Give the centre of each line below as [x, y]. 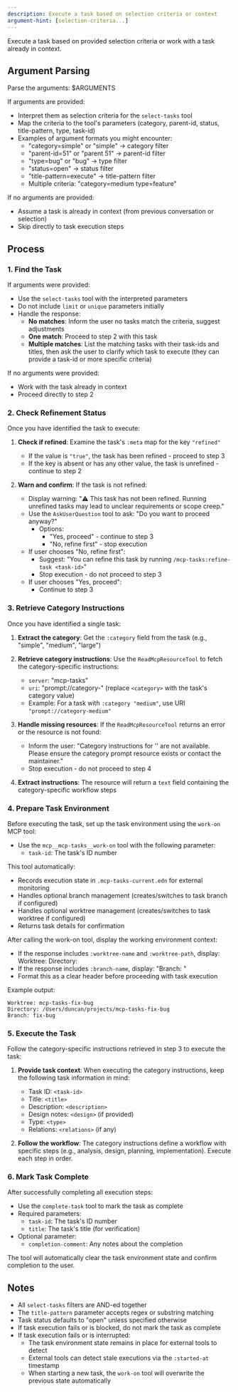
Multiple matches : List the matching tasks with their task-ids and [124, 344]
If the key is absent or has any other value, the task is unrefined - [123, 463]
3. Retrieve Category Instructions [66, 608]
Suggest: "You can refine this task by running [105, 560]
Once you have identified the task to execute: [74, 428]
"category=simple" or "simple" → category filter [98, 146]
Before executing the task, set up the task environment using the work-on [114, 823]
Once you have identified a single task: [64, 624]
